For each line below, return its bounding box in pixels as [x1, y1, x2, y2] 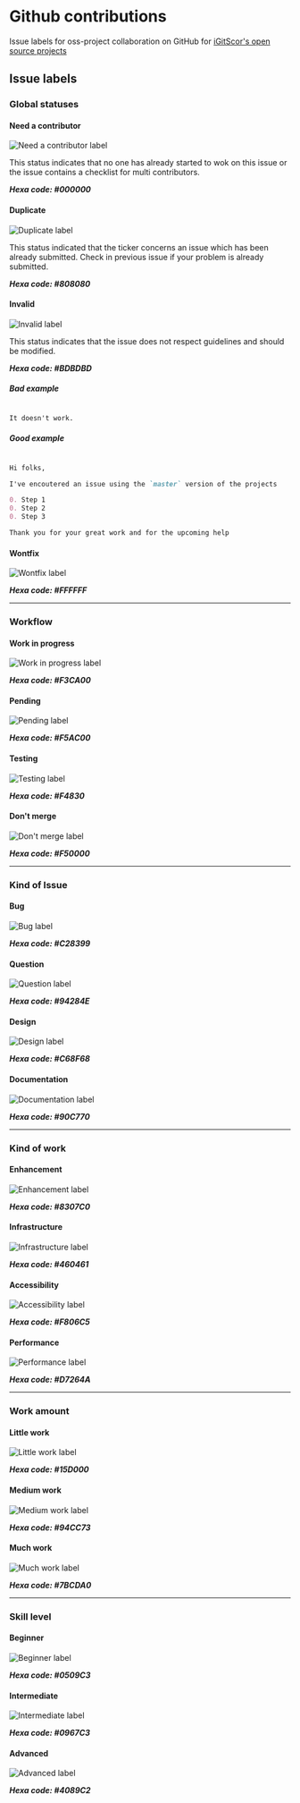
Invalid [9, 299, 36, 309]
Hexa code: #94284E [9, 995, 90, 1007]
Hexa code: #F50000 [9, 848, 91, 859]
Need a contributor [9, 120, 81, 131]
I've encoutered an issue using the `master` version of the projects [9, 479, 278, 488]
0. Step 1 [9, 495, 46, 504]
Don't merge [9, 811, 56, 822]
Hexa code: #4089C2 [9, 1785, 91, 1796]
